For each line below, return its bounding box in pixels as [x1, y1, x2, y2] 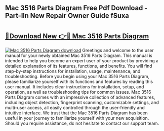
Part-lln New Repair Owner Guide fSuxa [5, 12, 129, 20]
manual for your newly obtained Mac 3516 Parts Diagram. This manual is [5, 52, 153, 58]
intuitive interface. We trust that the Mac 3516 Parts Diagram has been [5, 110, 148, 116]
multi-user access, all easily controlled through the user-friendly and [5, 105, 145, 110]
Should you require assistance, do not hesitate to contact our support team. [5, 120, 159, 126]
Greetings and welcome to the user [82, 48, 154, 53]
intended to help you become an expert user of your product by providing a [5, 58, 159, 63]
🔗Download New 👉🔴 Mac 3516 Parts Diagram [5, 32, 149, 40]
